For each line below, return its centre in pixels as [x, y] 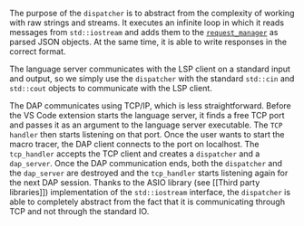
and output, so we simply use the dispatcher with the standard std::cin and [152, 79]
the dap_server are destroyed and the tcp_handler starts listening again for [149, 173]
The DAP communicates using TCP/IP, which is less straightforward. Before [151, 106]
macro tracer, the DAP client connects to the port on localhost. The [135, 144]
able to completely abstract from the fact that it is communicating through [147, 202]
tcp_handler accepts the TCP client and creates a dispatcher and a [135, 154]
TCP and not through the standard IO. [79, 211]
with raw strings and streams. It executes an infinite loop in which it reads [147, 23]
